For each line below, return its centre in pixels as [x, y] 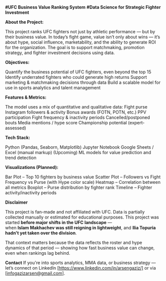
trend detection [21, 158]
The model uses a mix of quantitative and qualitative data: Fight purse [76, 107]
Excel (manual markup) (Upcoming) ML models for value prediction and [78, 152]
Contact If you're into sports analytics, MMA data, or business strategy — [81, 263]
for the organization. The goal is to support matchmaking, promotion [75, 47]
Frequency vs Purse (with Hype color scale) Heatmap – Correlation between [83, 182]
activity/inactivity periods [31, 193]
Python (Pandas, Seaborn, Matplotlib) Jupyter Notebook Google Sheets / [80, 147]
